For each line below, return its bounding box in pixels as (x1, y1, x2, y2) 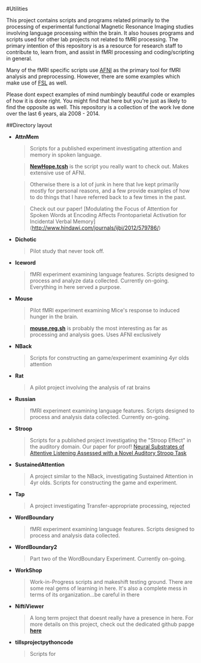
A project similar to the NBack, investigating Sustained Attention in (29, 473, 193, 480)
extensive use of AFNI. (29, 169, 86, 176)
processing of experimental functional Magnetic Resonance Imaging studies (6, 23, 194, 30)
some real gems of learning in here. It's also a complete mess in (29, 584, 187, 592)
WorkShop (14, 566, 42, 574)
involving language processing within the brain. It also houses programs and (6, 29, 194, 37)
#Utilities (6, 5, 28, 12)
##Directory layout (6, 122, 53, 128)
